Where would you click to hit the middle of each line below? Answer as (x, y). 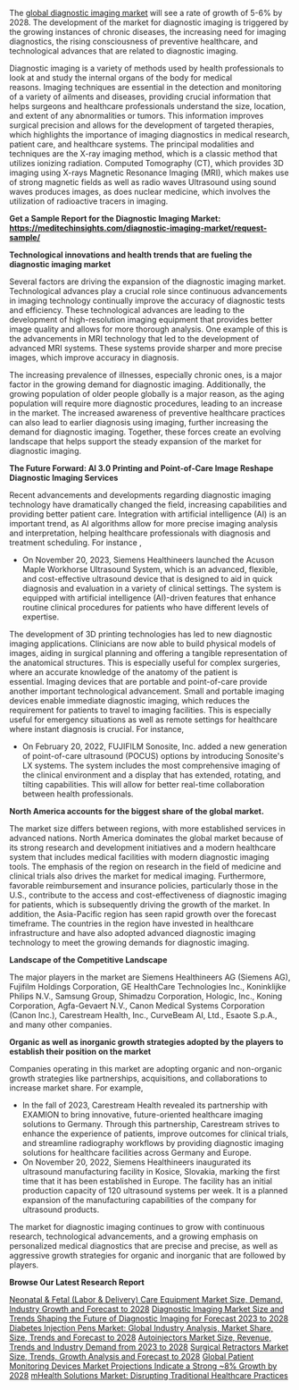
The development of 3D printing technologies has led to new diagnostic (141, 634)
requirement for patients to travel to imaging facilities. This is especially (140, 710)
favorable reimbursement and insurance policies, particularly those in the (144, 885)
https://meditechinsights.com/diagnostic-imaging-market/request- (138, 228)
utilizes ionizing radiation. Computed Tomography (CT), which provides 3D (146, 163)
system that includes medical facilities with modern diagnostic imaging (139, 857)
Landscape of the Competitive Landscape (88, 960)
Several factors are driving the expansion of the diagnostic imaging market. (148, 282)
